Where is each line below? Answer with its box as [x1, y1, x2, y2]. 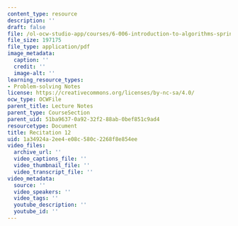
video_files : [7, 142, 46, 149]
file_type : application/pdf [7, 43, 91, 50]
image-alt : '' [13, 69, 55, 77]
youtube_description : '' [13, 201, 87, 209]
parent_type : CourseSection [7, 109, 91, 116]
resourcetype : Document [7, 122, 78, 130]
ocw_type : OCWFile [7, 96, 62, 103]
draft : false [7, 23, 46, 30]
